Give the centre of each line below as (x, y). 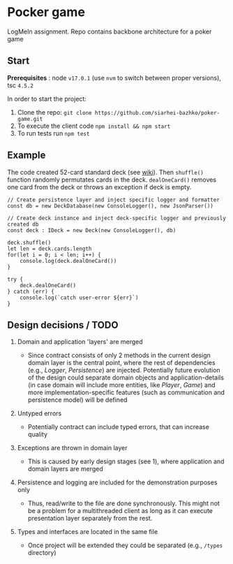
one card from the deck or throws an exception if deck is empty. (99, 187)
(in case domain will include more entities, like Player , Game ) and (121, 385)
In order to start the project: (47, 99)
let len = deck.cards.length (50, 249)
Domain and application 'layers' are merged (80, 342)
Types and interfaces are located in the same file (88, 532)
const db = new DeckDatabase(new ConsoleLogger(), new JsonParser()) (111, 206)
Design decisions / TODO (63, 325)
